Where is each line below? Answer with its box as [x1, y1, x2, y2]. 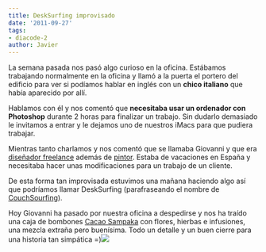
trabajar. [8, 128, 36, 139]
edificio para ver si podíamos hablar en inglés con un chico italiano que [8, 80, 244, 90]
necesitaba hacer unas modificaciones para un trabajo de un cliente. [8, 161, 233, 170]
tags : [8, 26, 26, 34]
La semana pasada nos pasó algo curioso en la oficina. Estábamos [8, 63, 226, 72]
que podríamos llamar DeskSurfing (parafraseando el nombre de [8, 185, 220, 194]
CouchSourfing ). [8, 193, 63, 203]
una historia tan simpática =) [8, 235, 102, 244]
